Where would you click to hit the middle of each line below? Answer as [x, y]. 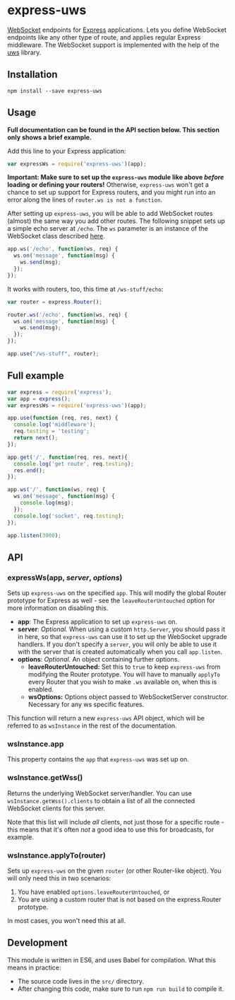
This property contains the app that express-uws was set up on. [98, 759]
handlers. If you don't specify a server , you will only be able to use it [117, 644]
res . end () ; [30, 470]
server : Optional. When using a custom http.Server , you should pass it [121, 629]
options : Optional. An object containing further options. [98, 660]
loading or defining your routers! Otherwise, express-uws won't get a [108, 185]
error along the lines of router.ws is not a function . [85, 200]
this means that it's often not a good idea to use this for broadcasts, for [110, 829]
